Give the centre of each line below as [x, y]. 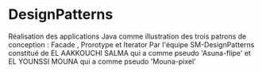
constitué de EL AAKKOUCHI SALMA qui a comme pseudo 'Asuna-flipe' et [130, 53]
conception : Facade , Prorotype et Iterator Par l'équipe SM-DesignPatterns [131, 44]
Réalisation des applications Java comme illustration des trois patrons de [127, 36]
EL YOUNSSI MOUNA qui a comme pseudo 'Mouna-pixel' [102, 61]
